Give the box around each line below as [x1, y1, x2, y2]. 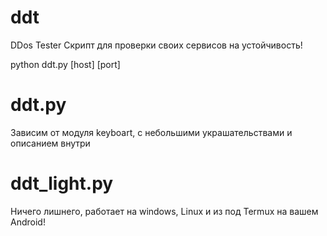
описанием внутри [10, 137, 91, 149]
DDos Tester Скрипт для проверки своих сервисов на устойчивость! [10, 39, 303, 51]
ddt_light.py [10, 172, 114, 195]
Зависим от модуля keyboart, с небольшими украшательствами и [10, 126, 293, 138]
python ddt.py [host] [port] [10, 58, 121, 70]
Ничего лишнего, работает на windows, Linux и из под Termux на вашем [10, 205, 319, 217]
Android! [10, 216, 46, 228]
